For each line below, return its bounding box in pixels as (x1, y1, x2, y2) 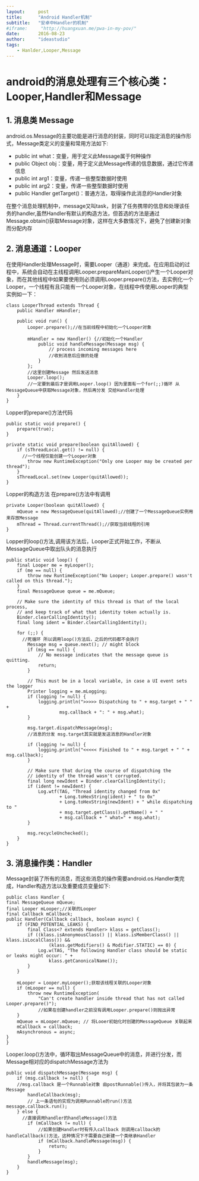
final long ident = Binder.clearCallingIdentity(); (17, 619, 147, 625)
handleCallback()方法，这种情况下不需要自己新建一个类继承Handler (6, 1133, 156, 1139)
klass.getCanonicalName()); (48, 958, 118, 964)
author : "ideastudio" (6, 36, 70, 42)
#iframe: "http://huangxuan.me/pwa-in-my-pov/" (6, 25, 137, 32)
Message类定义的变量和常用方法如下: (16, 139, 109, 147)
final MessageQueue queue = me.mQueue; (17, 588, 116, 594)
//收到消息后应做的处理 (48, 353, 99, 359)
